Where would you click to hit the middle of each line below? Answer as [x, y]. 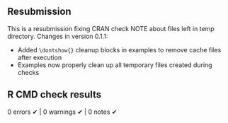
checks [28, 72]
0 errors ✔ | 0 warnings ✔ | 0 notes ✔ [62, 112]
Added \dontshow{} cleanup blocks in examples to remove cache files [119, 49]
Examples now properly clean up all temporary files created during [115, 65]
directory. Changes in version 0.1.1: [58, 36]
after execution [40, 57]
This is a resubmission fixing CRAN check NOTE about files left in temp [111, 28]
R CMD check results [55, 95]
